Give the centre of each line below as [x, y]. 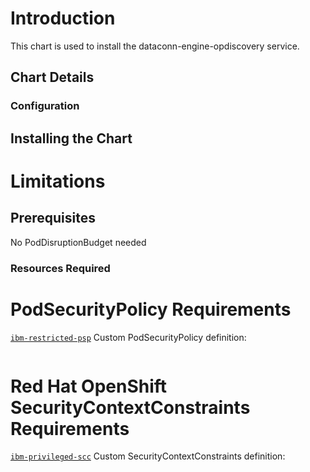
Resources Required [60, 268]
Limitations [58, 181]
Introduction [63, 18]
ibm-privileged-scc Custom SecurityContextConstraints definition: [148, 456]
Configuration [45, 106]
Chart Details [52, 77]
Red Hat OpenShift [89, 386]
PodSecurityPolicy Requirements [151, 309]
